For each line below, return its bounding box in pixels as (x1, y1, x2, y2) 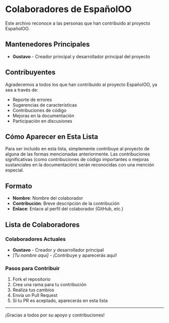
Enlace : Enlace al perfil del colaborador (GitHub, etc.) (12, 206, 124, 212)
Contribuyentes (5, 68, 56, 76)
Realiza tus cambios (12, 287, 54, 293)
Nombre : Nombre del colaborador (12, 195, 83, 201)
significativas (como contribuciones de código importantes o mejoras (5, 156, 149, 163)
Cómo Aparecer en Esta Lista (5, 132, 99, 141)
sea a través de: (5, 87, 39, 93)
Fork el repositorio (12, 276, 51, 282)
